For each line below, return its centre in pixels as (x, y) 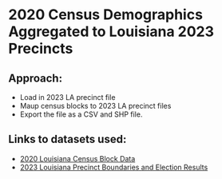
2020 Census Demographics (106, 15)
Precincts (41, 49)
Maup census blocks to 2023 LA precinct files (95, 106)
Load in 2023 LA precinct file (67, 97)
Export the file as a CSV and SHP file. (81, 114)
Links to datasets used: (67, 139)
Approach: (35, 78)
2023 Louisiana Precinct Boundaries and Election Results (114, 167)
